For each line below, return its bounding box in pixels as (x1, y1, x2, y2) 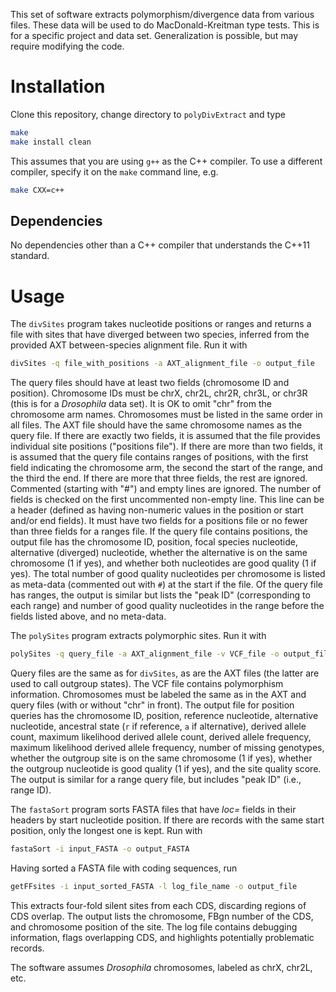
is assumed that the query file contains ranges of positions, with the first (10, 451, 309, 463)
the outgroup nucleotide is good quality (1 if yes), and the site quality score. (10, 763, 322, 775)
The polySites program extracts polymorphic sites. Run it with (10, 630, 267, 642)
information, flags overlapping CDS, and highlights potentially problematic (10, 931, 315, 943)
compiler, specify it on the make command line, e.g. (10, 165, 219, 178)
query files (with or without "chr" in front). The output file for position (10, 699, 295, 711)
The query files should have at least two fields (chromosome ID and (10, 377, 290, 389)
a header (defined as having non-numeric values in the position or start (10, 504, 304, 516)
